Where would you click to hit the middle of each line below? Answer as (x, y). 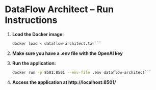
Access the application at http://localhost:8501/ (64, 82)
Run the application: (34, 63)
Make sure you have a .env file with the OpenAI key (67, 53)
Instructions (31, 20)
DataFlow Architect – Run (59, 9)
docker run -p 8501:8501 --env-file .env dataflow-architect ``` (82, 72)
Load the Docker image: (38, 34)
